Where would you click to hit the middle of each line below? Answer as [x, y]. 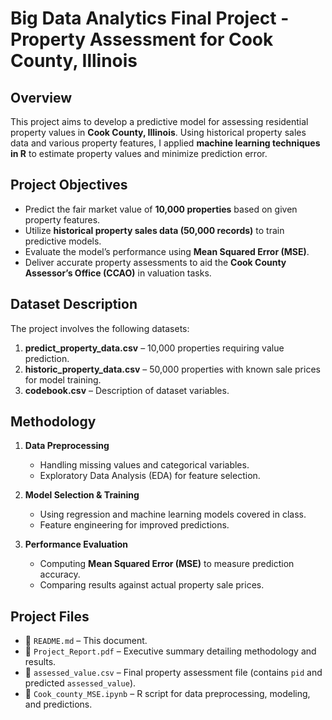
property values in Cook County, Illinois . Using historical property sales [158, 132]
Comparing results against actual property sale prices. [152, 585]
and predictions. [58, 704]
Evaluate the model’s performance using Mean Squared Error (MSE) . [167, 251]
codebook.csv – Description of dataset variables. [127, 390]
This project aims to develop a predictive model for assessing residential [159, 121]
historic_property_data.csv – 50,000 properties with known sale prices [172, 369]
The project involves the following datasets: [100, 328]
